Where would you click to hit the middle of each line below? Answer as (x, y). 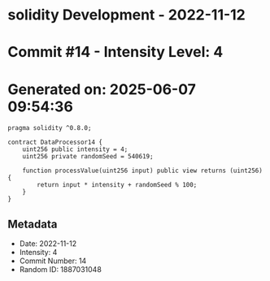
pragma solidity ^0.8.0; (50, 128)
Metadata (33, 224)
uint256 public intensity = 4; (75, 149)
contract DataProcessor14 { (55, 143)
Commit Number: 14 (53, 261)
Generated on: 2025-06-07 (102, 89)
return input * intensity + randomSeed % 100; (117, 185)
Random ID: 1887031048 (61, 270)
